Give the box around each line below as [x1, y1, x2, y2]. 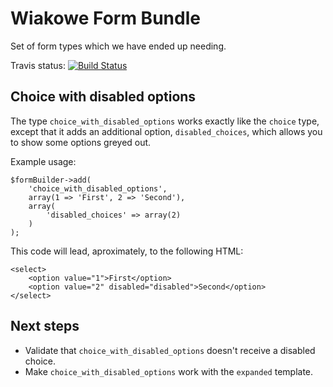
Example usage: [10, 155, 77, 167]
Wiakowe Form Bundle [10, 7, 201, 30]
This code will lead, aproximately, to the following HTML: [10, 245, 244, 257]
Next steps [10, 318, 80, 335]
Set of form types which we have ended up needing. [10, 40, 227, 52]
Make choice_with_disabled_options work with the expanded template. [24, 365, 314, 377]
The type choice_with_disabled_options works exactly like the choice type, [10, 115, 320, 127]
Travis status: [10, 59, 66, 71]
